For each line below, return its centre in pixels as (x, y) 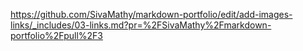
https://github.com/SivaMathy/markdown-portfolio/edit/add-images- (151, 14)
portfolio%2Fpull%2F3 (57, 35)
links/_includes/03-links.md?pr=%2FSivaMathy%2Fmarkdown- (141, 25)
